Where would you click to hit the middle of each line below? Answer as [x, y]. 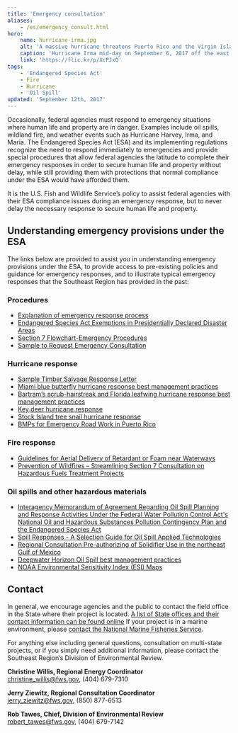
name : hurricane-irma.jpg [58, 40]
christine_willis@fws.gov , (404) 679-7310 [68, 679]
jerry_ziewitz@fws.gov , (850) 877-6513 [65, 700]
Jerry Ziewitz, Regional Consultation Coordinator [81, 693]
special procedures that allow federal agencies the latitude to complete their [119, 157]
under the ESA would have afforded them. [68, 180]
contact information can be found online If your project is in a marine [107, 621]
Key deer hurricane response [60, 409]
